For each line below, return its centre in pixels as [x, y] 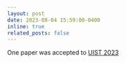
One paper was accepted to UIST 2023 [63, 53]
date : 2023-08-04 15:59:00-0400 [54, 20]
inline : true [26, 26]
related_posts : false [38, 33]
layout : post [26, 13]
